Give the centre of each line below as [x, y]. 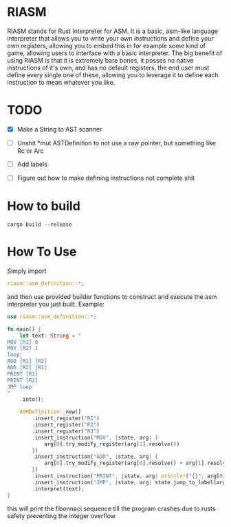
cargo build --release [40, 225]
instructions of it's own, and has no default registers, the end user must [108, 68]
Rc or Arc [30, 151]
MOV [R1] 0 [23, 342]
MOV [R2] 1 [23, 349]
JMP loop [20, 386]
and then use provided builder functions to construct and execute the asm [112, 296]
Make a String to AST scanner [59, 129]
